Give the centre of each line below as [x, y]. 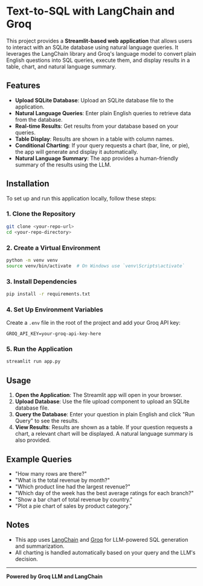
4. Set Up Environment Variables [55, 309]
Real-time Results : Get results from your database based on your [97, 126]
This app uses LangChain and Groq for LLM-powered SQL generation [101, 539]
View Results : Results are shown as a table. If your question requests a [104, 427]
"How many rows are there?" [51, 473]
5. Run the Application [40, 349]
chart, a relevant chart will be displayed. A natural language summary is [104, 434]
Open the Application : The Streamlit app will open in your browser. [98, 395]
